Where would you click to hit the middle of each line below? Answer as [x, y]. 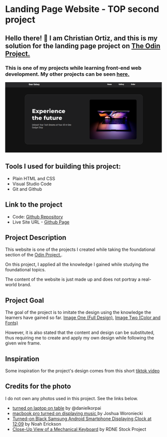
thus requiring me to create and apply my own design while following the [80, 338]
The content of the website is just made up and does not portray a [73, 279]
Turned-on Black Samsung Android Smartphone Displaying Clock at [82, 419]
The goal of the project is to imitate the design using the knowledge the [78, 313]
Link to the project [34, 205]
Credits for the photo [38, 386]
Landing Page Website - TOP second [82, 9]
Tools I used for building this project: [63, 166]
